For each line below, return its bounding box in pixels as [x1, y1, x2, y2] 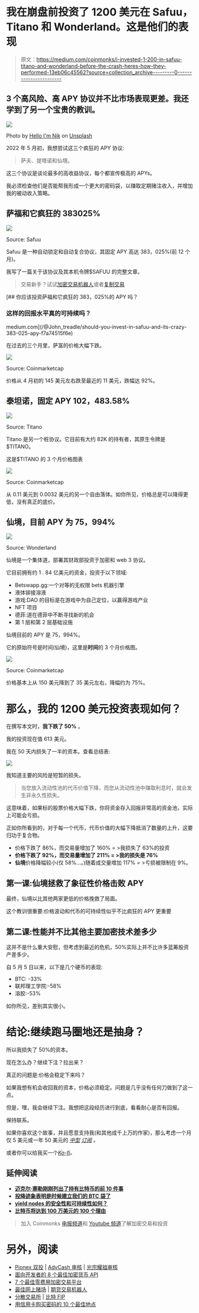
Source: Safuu [6, 235, 41, 243]
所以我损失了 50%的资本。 [6, 1046, 71, 1053]
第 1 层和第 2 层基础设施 [14, 619, 73, 626]
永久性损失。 [31, 792, 63, 799]
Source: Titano [6, 423, 43, 430]
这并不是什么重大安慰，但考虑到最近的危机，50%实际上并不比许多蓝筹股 [6, 944, 184, 951]
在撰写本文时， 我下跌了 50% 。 [6, 723, 84, 730]
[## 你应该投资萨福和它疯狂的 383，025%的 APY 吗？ [6, 293, 139, 300]
